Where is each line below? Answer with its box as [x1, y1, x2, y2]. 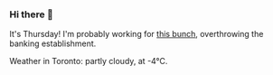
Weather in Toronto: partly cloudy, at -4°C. [9, 56, 168, 67]
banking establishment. [9, 38, 97, 49]
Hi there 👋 [9, 8, 54, 21]
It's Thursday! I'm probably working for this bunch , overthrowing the [9, 29, 264, 40]
